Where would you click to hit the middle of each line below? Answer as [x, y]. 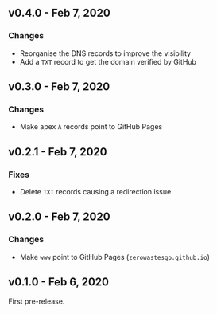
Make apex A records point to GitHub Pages [91, 127]
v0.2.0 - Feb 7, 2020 [59, 217]
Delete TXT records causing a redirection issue [95, 192]
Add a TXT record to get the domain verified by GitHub [108, 61]
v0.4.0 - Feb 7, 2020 [60, 13]
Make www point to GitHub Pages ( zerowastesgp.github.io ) [115, 257]
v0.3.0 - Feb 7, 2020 [59, 87]
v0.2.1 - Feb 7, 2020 [58, 152]
